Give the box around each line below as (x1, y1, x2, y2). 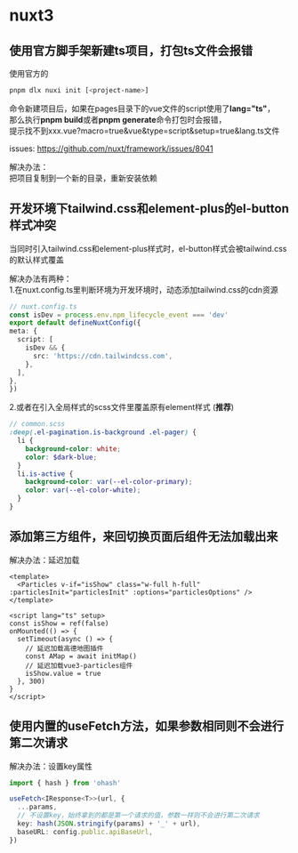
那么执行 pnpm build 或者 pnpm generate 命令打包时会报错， (9, 114, 227, 125)
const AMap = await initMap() (25, 651, 138, 661)
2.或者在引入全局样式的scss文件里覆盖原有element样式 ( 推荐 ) (9, 402, 234, 413)
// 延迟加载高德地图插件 (25, 644, 104, 653)
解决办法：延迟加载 (9, 554, 80, 565)
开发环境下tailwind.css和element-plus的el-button (9, 201, 289, 216)
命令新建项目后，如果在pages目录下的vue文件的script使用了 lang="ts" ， (9, 103, 276, 114)
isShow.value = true (25, 669, 101, 678)
